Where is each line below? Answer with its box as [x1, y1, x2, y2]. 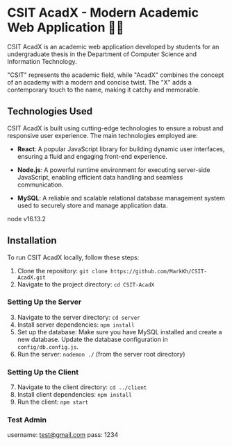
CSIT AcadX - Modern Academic [7, 5, 199, 21]
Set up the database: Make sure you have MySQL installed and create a [17, 327, 222, 336]
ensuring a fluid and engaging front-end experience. [17, 152, 168, 160]
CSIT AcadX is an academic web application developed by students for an [7, 42, 219, 51]
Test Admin [7, 415, 47, 424]
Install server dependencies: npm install [17, 320, 135, 329]
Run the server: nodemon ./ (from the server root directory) [17, 350, 185, 358]
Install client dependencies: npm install [17, 391, 132, 399]
